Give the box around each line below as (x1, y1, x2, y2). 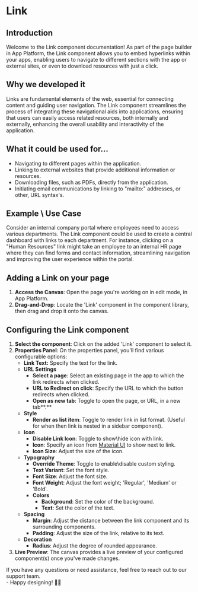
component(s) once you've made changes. (14, 555, 120, 562)
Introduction (6, 28, 53, 38)
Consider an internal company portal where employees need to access (6, 224, 179, 231)
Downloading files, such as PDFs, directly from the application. (14, 179, 168, 186)
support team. (6, 572, 41, 580)
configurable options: (14, 353, 68, 360)
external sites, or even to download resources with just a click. (6, 62, 159, 69)
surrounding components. (32, 523, 96, 530)
